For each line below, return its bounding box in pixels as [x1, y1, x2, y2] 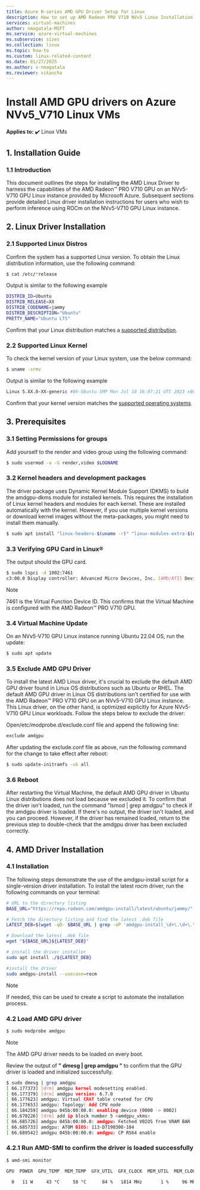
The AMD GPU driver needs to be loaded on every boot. [6, 1050, 144, 1058]
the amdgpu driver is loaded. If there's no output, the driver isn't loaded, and [6, 808, 194, 815]
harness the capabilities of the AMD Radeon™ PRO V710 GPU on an [6, 186, 171, 193]
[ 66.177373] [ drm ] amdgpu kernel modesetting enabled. [6, 1085, 148, 1092]
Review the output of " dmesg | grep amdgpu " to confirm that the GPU [6, 1062, 182, 1069]
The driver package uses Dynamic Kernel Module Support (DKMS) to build [6, 487, 189, 494]
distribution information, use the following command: [6, 259, 136, 267]
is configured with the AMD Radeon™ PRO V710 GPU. [6, 604, 136, 611]
